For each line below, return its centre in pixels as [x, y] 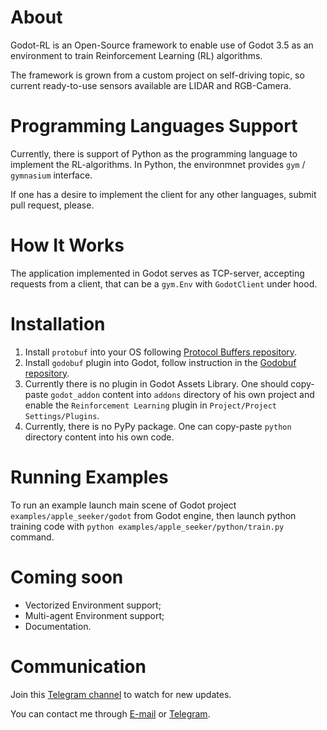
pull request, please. [52, 205]
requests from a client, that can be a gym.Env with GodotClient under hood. [164, 283]
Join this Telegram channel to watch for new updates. [121, 694]
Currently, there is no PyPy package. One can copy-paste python [158, 426]
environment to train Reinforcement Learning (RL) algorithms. [136, 55]
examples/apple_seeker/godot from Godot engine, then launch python [153, 515]
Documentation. [58, 626]
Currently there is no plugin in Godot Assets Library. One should [156, 383]
